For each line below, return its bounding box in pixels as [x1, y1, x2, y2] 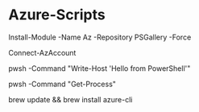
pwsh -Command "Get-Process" [8, 79, 117, 89]
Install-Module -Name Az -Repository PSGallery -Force [8, 32, 192, 42]
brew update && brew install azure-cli [8, 94, 133, 104]
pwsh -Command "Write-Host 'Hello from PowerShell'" [8, 63, 191, 73]
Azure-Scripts [8, 6, 106, 24]
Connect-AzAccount [8, 48, 77, 57]
